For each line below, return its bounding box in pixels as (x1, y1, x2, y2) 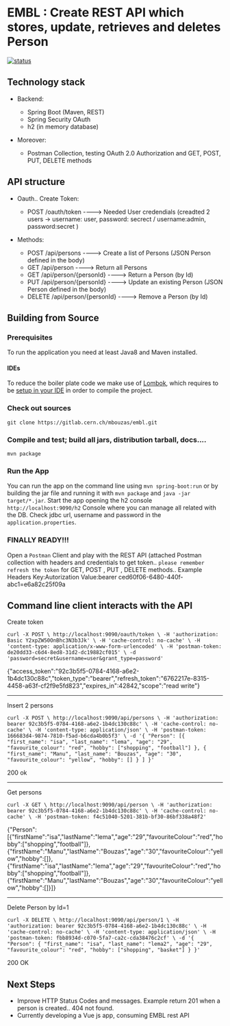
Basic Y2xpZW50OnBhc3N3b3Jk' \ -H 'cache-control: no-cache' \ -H (7, 637, 201, 645)
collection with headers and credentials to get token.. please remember (7, 558, 205, 566)
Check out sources (7, 403, 72, 413)
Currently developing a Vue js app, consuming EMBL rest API (16, 1012, 190, 1020)
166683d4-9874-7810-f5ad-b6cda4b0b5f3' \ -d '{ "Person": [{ (7, 733, 186, 740)
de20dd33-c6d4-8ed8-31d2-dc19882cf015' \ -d (7, 649, 136, 656)
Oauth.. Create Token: (16, 194, 79, 203)
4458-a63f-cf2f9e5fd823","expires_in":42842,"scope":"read (7, 681, 179, 690)
